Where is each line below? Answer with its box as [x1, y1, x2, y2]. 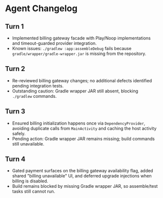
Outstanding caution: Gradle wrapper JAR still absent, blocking [12, 88, 139, 94]
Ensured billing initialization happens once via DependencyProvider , [12, 120, 145, 126]
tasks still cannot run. [12, 188, 55, 195]
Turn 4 [5, 155, 26, 163]
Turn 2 [5, 65, 25, 73]
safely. [12, 130, 26, 136]
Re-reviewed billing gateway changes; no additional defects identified [12, 77, 152, 83]
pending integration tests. [12, 83, 64, 89]
